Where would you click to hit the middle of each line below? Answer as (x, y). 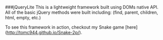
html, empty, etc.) (23, 18)
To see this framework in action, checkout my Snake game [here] (71, 27)
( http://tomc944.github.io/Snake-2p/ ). (44, 32)
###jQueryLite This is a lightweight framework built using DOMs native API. (82, 7)
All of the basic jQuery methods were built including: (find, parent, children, (81, 12)
